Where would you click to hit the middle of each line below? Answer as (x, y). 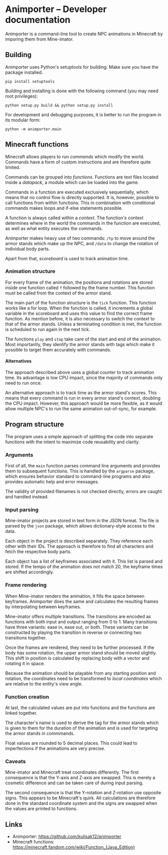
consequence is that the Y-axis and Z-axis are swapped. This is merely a (80, 778)
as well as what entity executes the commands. (54, 228)
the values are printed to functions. (41, 809)
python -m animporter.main (33, 129)
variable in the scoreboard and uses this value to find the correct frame (79, 313)
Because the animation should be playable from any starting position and (81, 673)
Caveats (16, 761)
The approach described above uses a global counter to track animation (80, 373)
